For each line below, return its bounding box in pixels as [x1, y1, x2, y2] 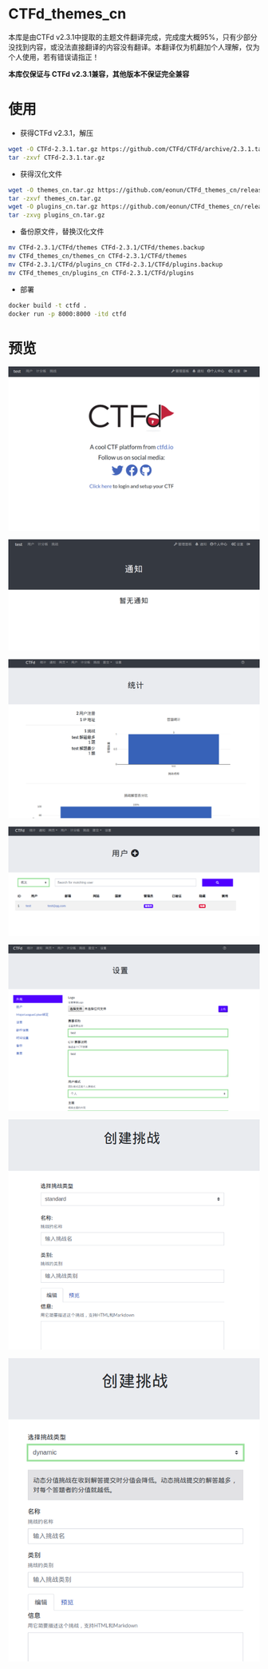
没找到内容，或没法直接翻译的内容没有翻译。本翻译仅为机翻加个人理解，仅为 [8, 42, 260, 52]
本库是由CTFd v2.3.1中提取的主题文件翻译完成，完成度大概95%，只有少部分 [8, 32, 258, 42]
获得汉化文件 [19, 169, 62, 178]
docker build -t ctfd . [8, 301, 88, 309]
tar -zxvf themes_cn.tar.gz [8, 194, 102, 202]
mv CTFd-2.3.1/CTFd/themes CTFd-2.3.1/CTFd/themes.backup [8, 244, 205, 252]
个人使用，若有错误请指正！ [8, 52, 100, 62]
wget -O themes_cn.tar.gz [8, 185, 94, 194]
